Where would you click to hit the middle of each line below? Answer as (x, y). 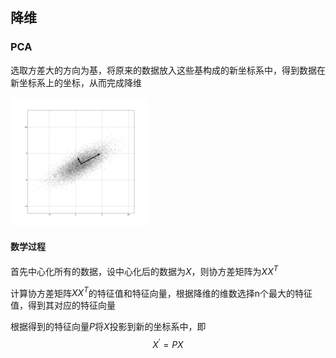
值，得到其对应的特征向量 (63, 305)
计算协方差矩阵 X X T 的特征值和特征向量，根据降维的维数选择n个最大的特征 (161, 292)
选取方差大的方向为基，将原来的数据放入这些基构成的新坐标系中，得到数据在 (168, 70)
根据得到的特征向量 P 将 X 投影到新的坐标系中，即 (108, 327)
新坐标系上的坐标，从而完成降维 (76, 82)
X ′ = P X (168, 343)
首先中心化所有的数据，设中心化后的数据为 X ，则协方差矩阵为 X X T (144, 270)
